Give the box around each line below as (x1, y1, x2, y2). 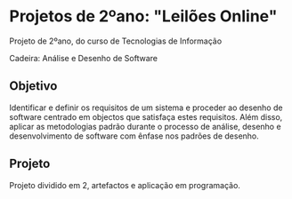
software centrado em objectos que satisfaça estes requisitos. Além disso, (9, 111, 283, 122)
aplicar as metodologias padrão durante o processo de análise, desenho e (9, 121, 282, 131)
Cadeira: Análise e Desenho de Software (9, 52, 158, 63)
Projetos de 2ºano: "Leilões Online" (9, 6, 278, 27)
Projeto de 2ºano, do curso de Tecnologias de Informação (9, 36, 223, 46)
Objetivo (9, 78, 58, 94)
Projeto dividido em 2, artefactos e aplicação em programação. (9, 179, 240, 190)
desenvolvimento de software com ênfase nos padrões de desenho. (9, 131, 260, 141)
